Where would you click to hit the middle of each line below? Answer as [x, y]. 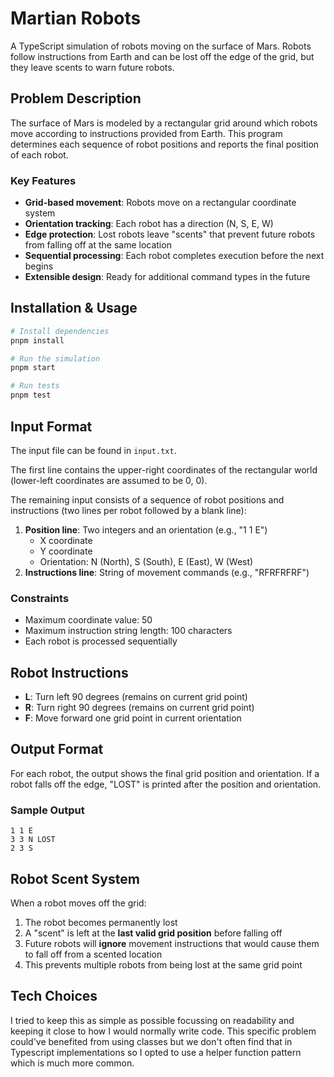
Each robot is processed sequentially [101, 641]
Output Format [57, 749]
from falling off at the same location [98, 245]
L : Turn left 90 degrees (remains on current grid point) [136, 697]
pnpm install [37, 340]
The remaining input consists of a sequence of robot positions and [147, 499]
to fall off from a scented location [93, 954]
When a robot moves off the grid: [78, 903]
